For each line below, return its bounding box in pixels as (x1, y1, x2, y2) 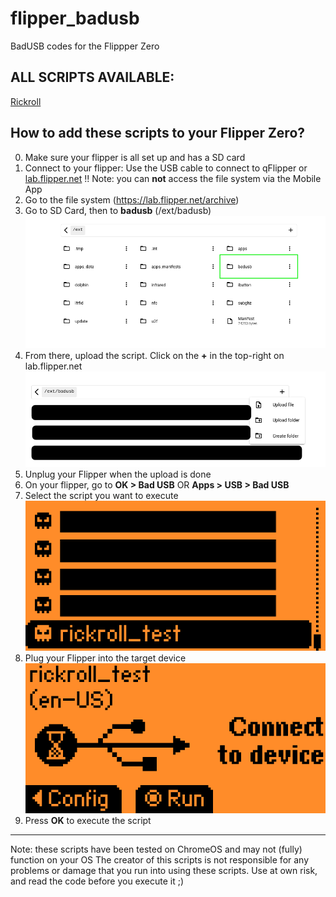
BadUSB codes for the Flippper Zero (10, 40, 160, 52)
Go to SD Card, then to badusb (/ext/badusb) (24, 204, 212, 216)
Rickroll (10, 95, 42, 107)
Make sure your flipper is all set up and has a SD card (24, 151, 246, 163)
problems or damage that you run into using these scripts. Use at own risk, (10, 864, 318, 876)
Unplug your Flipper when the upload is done (24, 468, 212, 480)
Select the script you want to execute (24, 489, 179, 501)
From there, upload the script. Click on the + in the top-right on (24, 350, 285, 362)
